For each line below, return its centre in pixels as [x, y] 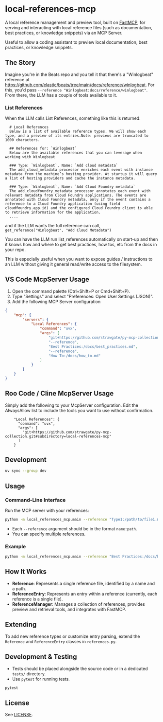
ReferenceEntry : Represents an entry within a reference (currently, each [85, 594]
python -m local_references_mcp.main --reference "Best [63, 557]
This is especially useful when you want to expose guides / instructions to [79, 259]
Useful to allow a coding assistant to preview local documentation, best [76, 42]
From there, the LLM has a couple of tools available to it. [61, 95]
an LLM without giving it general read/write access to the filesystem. [73, 264]
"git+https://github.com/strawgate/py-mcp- [67, 432]
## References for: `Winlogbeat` [43, 149]
